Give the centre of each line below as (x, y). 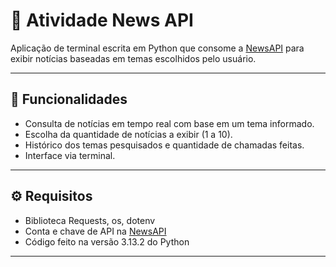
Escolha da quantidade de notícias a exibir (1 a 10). (128, 134)
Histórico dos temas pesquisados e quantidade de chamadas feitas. (164, 145)
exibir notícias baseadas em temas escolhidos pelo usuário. (133, 58)
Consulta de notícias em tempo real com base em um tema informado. (169, 123)
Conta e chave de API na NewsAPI (95, 231)
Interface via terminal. (70, 155)
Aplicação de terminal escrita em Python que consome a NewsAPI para (157, 48)
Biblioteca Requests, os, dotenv (90, 220)
